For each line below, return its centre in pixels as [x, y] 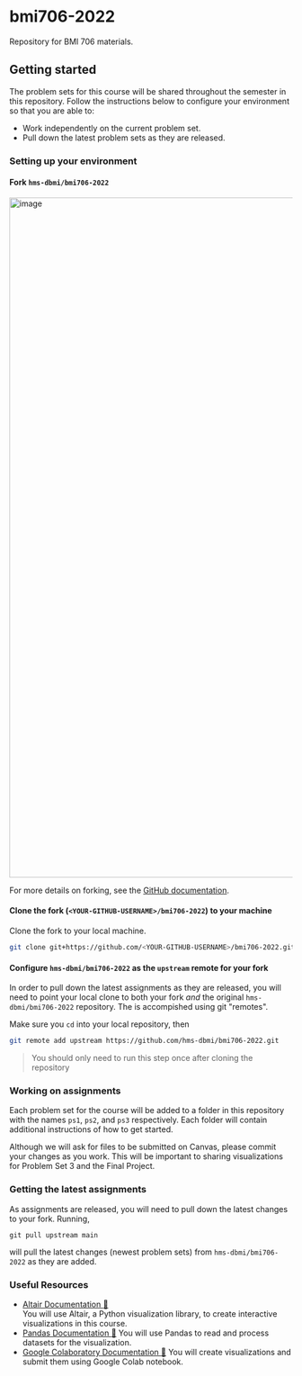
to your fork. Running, [49, 1219]
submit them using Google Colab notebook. [103, 1362]
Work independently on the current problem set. [111, 128]
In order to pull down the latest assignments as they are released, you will [145, 988]
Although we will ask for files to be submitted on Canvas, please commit [143, 1147]
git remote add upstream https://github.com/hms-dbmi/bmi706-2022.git [144, 1041]
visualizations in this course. [75, 1323]
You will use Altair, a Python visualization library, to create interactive [150, 1313]
